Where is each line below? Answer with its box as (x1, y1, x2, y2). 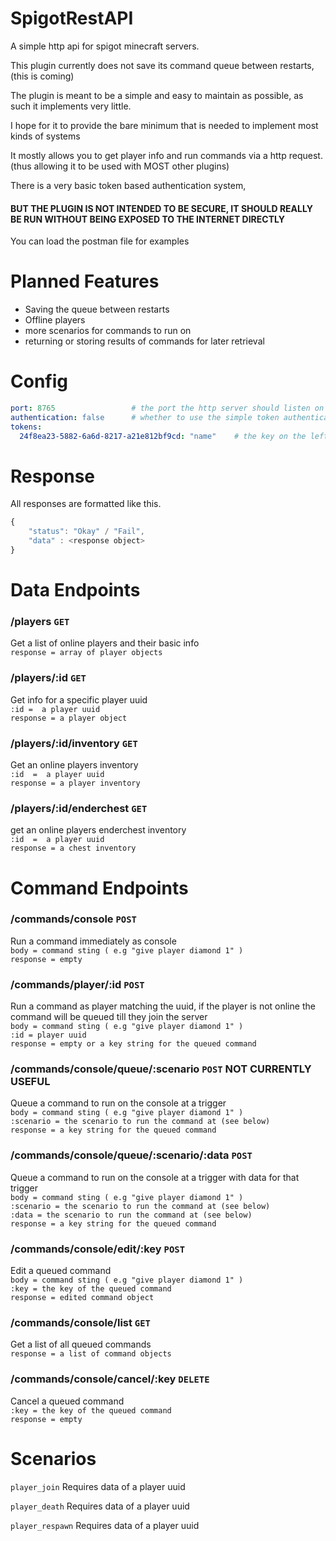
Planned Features (10, 270, 160, 293)
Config (10, 370, 68, 393)
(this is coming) (10, 70, 75, 82)
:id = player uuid (10, 1030, 87, 1041)
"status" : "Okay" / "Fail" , (28, 527, 145, 537)
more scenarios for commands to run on (24, 325, 192, 337)
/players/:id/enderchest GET (10, 801, 148, 815)
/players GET (10, 615, 70, 629)
